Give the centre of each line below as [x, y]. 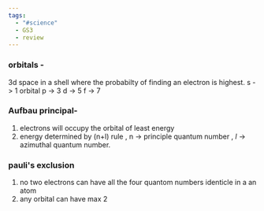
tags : [17, 15]
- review [30, 37]
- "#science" [37, 23]
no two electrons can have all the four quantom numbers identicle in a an [138, 183]
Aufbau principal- [43, 111]
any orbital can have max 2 [63, 199]
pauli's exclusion [41, 165]
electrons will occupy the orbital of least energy [97, 128]
